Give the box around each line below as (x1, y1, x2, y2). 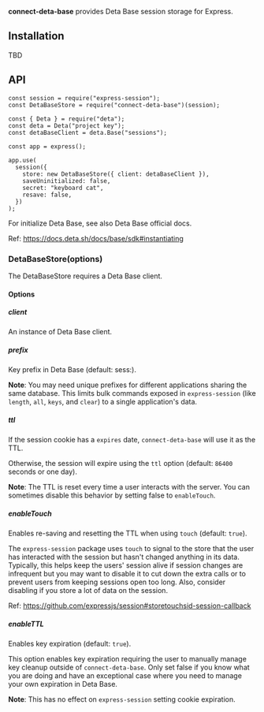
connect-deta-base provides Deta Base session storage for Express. (8, 7, 234, 16)
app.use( (8, 156, 37, 164)
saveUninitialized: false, (22, 177, 111, 185)
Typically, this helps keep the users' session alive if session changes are (8, 561, 244, 570)
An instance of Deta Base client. (8, 327, 113, 337)
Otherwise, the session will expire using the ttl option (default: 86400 (8, 459, 233, 468)
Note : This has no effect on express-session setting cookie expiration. (8, 695, 236, 704)
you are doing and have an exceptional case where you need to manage (8, 671, 243, 680)
